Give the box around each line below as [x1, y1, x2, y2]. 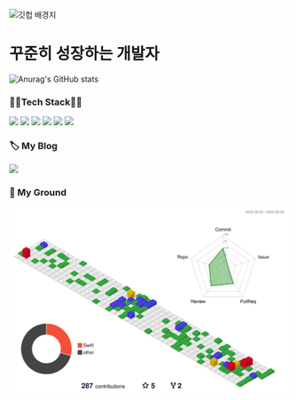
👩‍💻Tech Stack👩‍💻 [9, 96, 82, 108]
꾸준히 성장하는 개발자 [9, 44, 160, 64]
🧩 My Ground [9, 186, 66, 199]
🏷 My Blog [9, 140, 58, 153]
